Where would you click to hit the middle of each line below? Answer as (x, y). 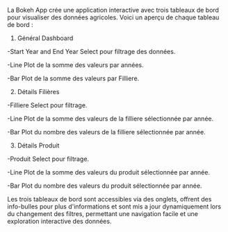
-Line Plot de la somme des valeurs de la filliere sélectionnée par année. (111, 118)
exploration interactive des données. (59, 221)
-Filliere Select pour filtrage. (47, 105)
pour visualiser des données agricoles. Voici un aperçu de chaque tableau (113, 17)
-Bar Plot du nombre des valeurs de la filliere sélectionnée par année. (107, 132)
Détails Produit (38, 145)
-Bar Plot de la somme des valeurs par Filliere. (73, 78)
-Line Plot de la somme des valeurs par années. (75, 65)
